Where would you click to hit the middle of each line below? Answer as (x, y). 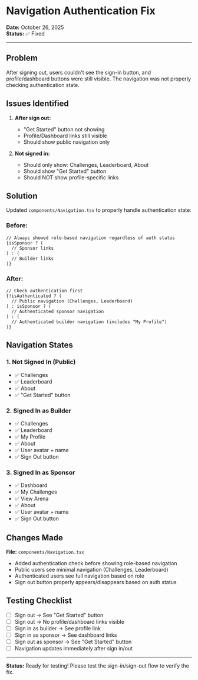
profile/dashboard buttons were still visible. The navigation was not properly (99, 79)
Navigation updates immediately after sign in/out (74, 649)
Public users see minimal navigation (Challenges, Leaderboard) (92, 570)
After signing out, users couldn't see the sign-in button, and (79, 72)
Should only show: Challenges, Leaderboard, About (86, 165)
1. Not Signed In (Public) (41, 362)
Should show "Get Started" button (65, 171)
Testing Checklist (39, 601)
